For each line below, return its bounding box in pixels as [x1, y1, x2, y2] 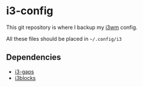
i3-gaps [14, 68, 34, 75]
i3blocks [14, 74, 36, 81]
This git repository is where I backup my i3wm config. [6, 24, 138, 31]
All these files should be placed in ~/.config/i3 [6, 35, 122, 42]
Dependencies [6, 52, 61, 63]
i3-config [6, 4, 53, 18]
